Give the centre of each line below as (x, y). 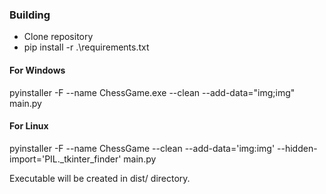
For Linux (29, 126)
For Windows (37, 70)
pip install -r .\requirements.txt (86, 47)
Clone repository (58, 37)
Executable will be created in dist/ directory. (100, 178)
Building (30, 15)
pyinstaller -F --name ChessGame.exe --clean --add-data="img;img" (152, 92)
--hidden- (297, 148)
